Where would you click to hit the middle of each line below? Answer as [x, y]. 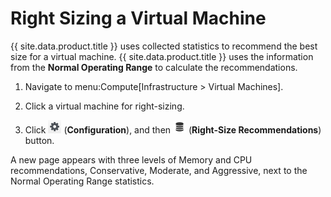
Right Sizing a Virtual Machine [138, 18]
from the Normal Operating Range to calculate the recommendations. [154, 67]
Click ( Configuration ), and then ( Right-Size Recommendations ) [173, 129]
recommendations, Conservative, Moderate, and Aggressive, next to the [159, 170]
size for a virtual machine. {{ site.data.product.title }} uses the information [162, 56]
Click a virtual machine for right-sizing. [104, 106]
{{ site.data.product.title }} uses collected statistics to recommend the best [164, 46]
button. [39, 140]
